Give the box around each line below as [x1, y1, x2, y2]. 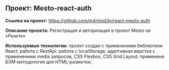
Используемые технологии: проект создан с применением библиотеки [5, 43, 163, 49]
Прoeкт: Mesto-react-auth [5, 4, 92, 13]
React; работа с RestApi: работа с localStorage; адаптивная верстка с [5, 48, 156, 54]
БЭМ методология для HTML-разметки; [5, 58, 92, 65]
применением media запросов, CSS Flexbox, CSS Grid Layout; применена [5, 53, 164, 59]
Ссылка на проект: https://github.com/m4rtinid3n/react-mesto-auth [5, 17, 151, 23]
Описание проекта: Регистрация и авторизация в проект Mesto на [5, 27, 151, 33]
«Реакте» [5, 32, 26, 39]
